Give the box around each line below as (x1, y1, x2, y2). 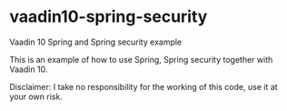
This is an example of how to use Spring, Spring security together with (9, 54, 273, 65)
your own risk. (9, 91, 64, 102)
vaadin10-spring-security (9, 6, 208, 27)
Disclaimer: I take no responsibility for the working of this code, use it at (9, 81, 279, 92)
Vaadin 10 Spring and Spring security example (9, 36, 183, 47)
